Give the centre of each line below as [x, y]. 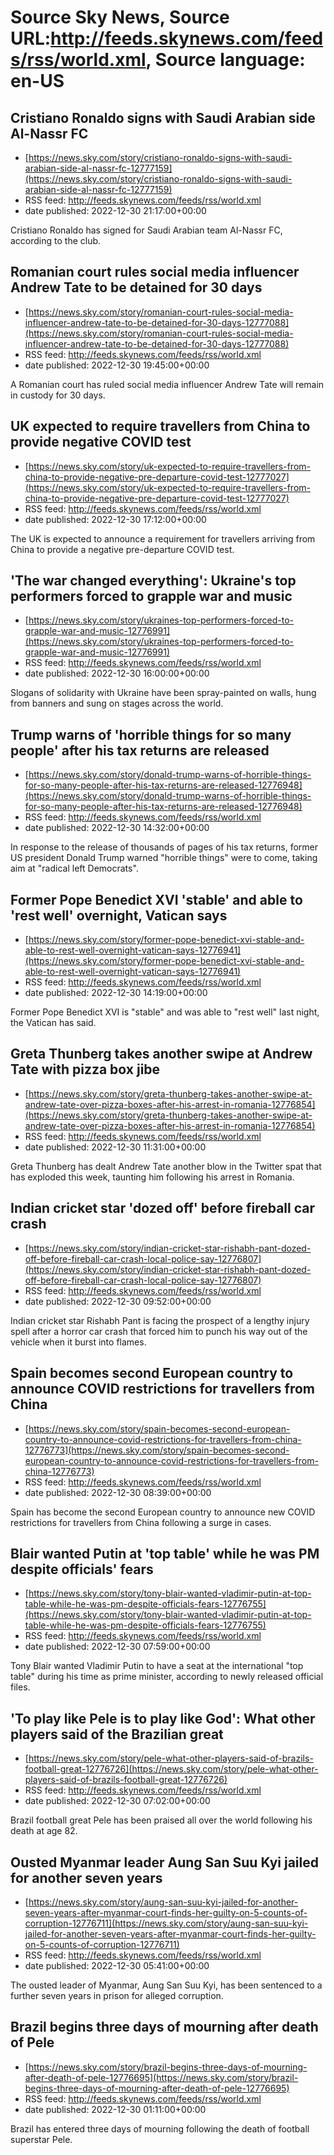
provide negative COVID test [101, 442]
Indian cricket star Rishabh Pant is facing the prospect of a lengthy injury [160, 1320]
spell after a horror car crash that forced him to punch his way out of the [159, 1331]
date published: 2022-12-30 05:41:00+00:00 [117, 1965]
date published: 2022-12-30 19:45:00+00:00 [117, 365]
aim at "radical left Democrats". [74, 868]
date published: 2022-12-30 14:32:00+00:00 [117, 828]
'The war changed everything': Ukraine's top [153, 581]
